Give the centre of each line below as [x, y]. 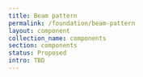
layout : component [39, 30]
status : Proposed [38, 53]
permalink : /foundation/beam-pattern [72, 23]
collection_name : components [57, 38]
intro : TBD [27, 61]
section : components [43, 46]
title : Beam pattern [43, 16]
